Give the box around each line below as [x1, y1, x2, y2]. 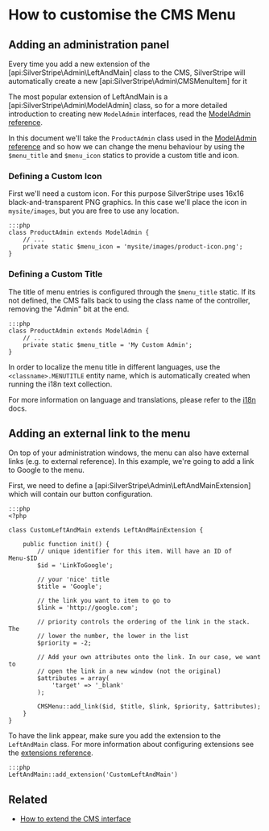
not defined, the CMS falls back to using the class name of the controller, [8, 295, 250, 305]
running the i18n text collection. [8, 379, 113, 389]
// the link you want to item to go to [37, 597, 172, 605]
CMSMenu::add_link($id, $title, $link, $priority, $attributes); [37, 703, 262, 711]
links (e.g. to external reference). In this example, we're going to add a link [8, 457, 255, 466]
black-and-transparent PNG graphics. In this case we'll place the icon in [8, 198, 247, 207]
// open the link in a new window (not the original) [37, 667, 221, 675]
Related [8, 792, 48, 806]
